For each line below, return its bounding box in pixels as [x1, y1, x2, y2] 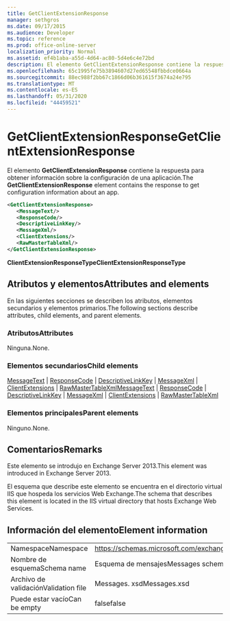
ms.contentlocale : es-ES [7, 86, 78, 93]
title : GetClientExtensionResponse [7, 10, 109, 17]
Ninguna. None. [7, 344, 50, 352]
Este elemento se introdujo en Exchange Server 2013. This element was [7, 462, 207, 470]
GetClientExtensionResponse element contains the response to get [7, 180, 200, 189]
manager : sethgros [7, 16, 60, 23]
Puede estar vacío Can [10, 594, 82, 604]
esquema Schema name [10, 563, 87, 573]
